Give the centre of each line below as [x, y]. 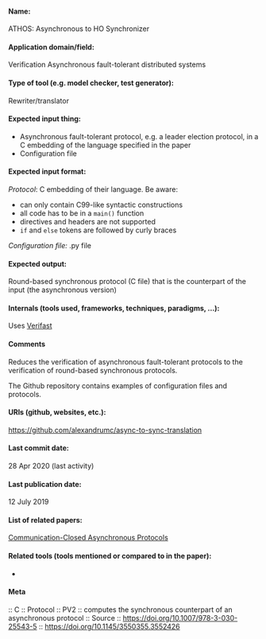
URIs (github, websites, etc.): [57, 412]
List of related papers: [46, 520]
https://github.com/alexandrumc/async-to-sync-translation [105, 430]
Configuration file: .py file [50, 246]
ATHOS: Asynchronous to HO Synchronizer [79, 29]
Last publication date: [45, 484]
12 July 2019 [29, 502]
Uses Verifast [30, 325]
